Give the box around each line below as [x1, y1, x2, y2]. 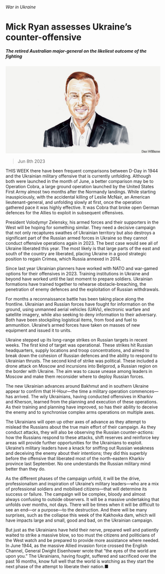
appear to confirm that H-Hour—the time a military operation [5, 388, 128, 394]
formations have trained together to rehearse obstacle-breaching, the [5, 281, 146, 287]
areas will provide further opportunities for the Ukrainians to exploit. [5, 440, 143, 446]
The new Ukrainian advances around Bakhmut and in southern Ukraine [5, 383, 149, 389]
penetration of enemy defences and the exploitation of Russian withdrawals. [5, 286, 160, 293]
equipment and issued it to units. [5, 328, 72, 334]
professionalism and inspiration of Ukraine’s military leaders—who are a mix [5, 481, 159, 487]
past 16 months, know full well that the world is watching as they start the [5, 558, 154, 564]
